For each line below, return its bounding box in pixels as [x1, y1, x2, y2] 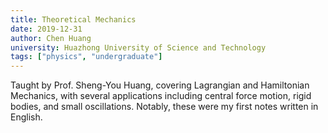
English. [10, 111, 43, 123]
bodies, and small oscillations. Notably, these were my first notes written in [10, 101, 319, 113]
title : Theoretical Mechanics [10, 14, 137, 25]
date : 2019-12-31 [10, 24, 83, 34]
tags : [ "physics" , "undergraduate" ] [10, 52, 163, 62]
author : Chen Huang [10, 33, 92, 43]
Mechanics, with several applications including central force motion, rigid [10, 90, 312, 102]
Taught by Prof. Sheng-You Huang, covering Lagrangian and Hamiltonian [10, 79, 310, 91]
